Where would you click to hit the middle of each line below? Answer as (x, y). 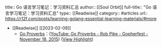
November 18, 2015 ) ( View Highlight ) (57, 39)
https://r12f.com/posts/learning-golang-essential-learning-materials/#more (81, 19)
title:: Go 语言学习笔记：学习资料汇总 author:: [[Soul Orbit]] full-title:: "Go (78, 7)
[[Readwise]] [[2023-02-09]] (41, 28)
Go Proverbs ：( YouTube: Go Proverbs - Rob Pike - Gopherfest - (84, 34)
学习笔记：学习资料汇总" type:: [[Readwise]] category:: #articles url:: (78, 13)
